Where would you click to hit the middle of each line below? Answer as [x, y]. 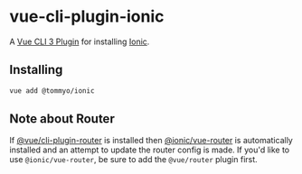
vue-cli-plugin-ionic [87, 17]
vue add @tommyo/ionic [52, 91]
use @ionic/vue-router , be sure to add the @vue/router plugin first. [133, 160]
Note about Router [62, 119]
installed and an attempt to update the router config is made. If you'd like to [150, 150]
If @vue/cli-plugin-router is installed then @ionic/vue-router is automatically [151, 141]
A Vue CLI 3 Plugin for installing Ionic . [80, 41]
